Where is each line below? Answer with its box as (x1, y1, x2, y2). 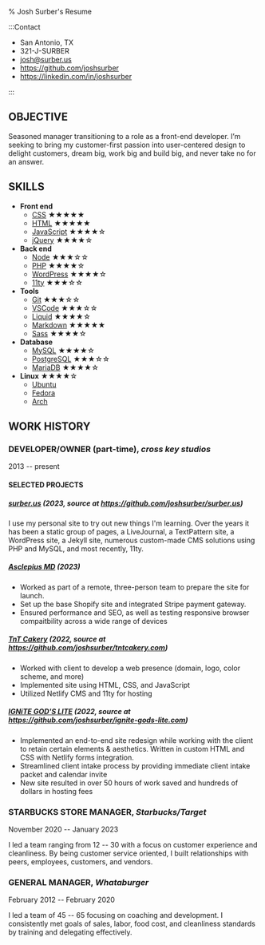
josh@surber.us (19, 55, 72, 64)
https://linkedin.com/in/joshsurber (19, 72, 132, 81)
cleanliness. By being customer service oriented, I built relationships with (8, 848, 249, 858)
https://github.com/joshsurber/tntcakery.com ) (8, 643, 168, 653)
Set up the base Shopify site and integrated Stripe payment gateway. (19, 599, 247, 609)
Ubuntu (31, 379, 57, 389)
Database (19, 337, 53, 347)
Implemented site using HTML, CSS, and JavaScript (19, 680, 190, 689)
